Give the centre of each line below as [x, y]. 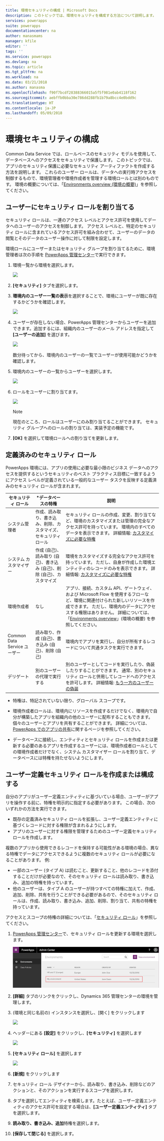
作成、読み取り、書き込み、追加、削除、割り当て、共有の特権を [93, 901]
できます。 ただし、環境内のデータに [106, 606]
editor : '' [17, 46]
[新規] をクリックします [36, 1074]
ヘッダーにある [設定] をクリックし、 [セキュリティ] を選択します [77, 1033]
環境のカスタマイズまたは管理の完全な [112, 521]
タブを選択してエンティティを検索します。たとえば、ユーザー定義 [78, 1101]
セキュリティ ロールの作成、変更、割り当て [109, 515]
